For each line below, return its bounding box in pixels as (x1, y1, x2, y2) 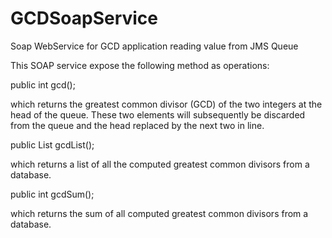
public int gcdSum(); (10, 188, 95, 200)
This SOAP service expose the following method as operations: (10, 59, 270, 71)
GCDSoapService (10, 7, 159, 30)
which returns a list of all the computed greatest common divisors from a (10, 158, 310, 170)
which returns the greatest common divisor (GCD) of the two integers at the (10, 98, 323, 110)
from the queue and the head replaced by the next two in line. (10, 119, 265, 131)
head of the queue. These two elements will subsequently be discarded (10, 108, 306, 121)
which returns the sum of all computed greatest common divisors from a (10, 207, 309, 219)
